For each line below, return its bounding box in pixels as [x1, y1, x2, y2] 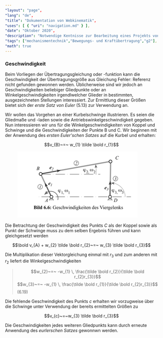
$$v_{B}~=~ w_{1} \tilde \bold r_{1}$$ [44, 142, 119, 148]
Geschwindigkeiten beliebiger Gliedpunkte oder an [5, 87, 107, 93]
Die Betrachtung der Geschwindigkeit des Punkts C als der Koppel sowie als [5, 222, 157, 228]
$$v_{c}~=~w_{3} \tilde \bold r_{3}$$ [44, 313, 119, 319]
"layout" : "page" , [5, 8, 42, 13]
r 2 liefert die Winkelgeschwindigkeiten [5, 258, 81, 265]
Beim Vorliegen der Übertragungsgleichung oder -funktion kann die [5, 71, 140, 77]
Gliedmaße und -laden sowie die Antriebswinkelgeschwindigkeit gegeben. [5, 117, 154, 123]
